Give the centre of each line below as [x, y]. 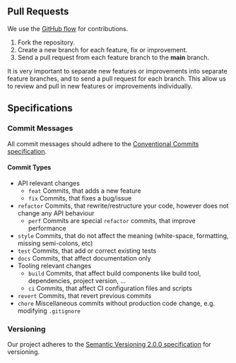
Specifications [40, 108]
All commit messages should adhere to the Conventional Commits [103, 143]
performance [47, 228]
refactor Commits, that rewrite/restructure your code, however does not [123, 206]
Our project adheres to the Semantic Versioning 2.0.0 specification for [110, 344]
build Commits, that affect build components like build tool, [114, 273]
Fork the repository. [46, 42]
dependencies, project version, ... [77, 280]
